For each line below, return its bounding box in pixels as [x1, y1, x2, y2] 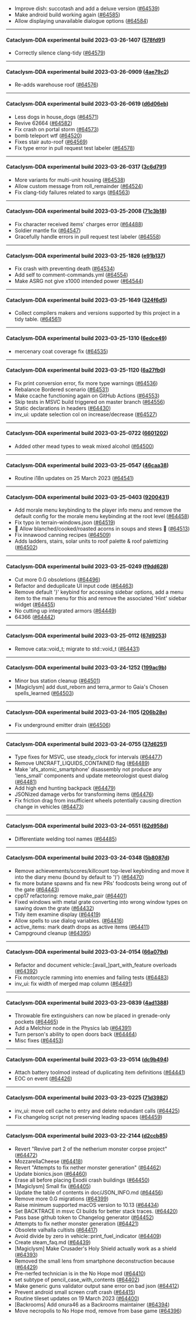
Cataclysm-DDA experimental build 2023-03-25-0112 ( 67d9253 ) [6, 632, 167, 639]
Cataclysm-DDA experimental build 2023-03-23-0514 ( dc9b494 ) [6, 1056, 169, 1063]
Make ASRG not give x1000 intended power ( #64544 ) [14, 278, 144, 285]
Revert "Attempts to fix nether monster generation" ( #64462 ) [14, 1163, 162, 1171]
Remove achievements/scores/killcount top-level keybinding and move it [14, 867, 190, 874]
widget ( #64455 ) [14, 601, 55, 608]
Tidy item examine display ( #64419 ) [14, 911, 101, 918]
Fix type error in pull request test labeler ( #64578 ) [14, 144, 135, 151]
